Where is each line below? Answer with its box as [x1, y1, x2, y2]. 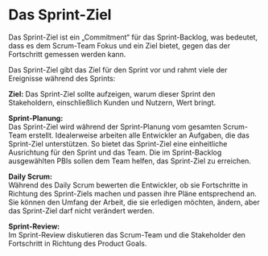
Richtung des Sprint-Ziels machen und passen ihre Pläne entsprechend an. [8, 188, 258, 198]
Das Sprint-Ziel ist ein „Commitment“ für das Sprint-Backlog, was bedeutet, [8, 32, 258, 42]
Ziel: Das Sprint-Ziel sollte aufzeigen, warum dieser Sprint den [8, 89, 216, 98]
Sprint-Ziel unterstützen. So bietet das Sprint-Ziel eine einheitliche [8, 138, 228, 148]
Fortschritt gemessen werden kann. [8, 49, 126, 59]
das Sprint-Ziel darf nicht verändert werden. [8, 205, 155, 215]
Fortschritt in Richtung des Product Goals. [8, 238, 147, 248]
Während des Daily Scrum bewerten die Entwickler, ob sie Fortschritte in [8, 180, 248, 190]
